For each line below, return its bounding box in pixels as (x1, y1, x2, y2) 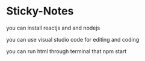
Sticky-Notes (6, 4, 74, 18)
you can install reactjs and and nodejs (6, 24, 100, 31)
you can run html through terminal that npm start (6, 47, 127, 55)
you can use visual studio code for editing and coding (6, 36, 140, 43)
